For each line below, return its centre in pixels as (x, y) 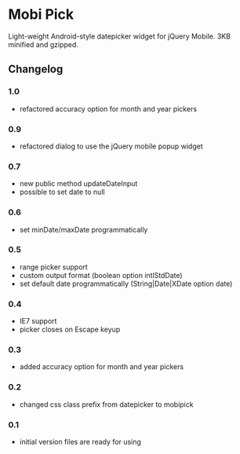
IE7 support (38, 321)
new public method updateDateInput (78, 184)
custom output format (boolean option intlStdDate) (101, 275)
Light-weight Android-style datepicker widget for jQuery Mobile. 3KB (120, 36)
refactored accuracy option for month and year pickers (108, 108)
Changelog (36, 70)
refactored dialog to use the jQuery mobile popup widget (111, 146)
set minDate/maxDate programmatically (84, 229)
